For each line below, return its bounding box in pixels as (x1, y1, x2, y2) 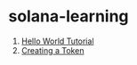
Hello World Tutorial (20, 36, 94, 46)
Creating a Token (20, 45, 85, 55)
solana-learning (8, 6, 130, 27)
